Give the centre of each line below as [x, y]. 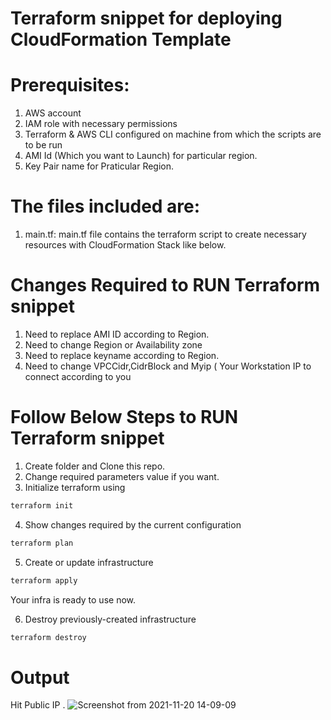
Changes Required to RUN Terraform [165, 285]
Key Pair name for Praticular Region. [99, 166]
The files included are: [105, 206]
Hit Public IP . [38, 705]
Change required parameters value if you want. [122, 476]
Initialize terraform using [75, 487]
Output [40, 677]
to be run [43, 145]
